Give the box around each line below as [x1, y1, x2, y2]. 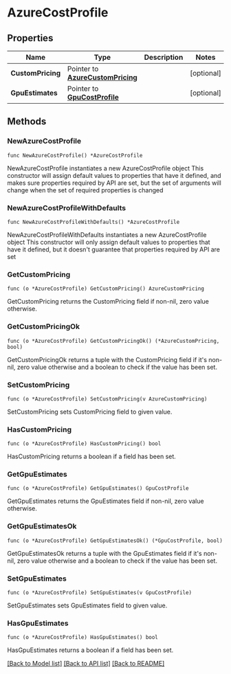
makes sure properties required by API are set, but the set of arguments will [7, 179, 221, 187]
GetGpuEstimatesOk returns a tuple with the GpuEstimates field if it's [7, 549, 203, 557]
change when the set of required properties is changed [7, 186, 164, 194]
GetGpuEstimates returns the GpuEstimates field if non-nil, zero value [7, 497, 204, 506]
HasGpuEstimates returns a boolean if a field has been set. [7, 646, 174, 654]
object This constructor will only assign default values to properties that [7, 238, 211, 246]
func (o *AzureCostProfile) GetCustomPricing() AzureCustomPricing [7, 285, 205, 293]
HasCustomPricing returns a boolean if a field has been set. [7, 452, 177, 461]
